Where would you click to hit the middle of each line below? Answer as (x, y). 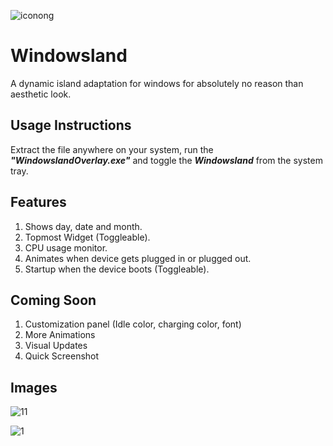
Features (38, 202)
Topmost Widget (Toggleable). (87, 237)
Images (34, 387)
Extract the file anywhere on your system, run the (112, 149)
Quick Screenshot (62, 356)
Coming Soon (53, 300)
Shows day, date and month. (83, 226)
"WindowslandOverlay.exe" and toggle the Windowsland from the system (166, 160)
